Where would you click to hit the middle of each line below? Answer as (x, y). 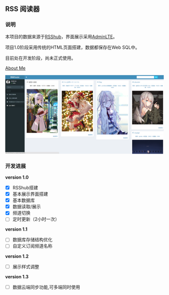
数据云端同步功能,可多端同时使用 (46, 287)
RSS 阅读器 (23, 9)
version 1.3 (17, 276)
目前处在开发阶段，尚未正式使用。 (40, 58)
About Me (16, 68)
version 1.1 (16, 229)
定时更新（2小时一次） (36, 219)
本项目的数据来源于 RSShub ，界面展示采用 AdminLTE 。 (61, 36)
